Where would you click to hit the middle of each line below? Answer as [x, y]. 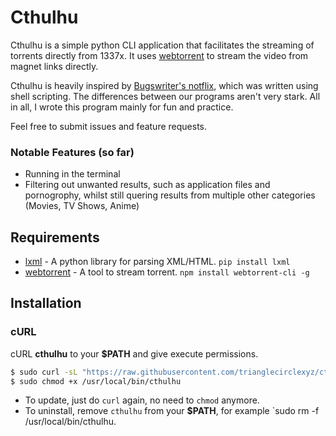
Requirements [55, 237]
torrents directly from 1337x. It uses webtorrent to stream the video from [159, 55]
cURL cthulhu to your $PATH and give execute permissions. [134, 353]
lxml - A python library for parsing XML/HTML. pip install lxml [157, 262]
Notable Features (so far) [72, 152]
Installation [46, 303]
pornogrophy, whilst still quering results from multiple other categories [170, 195]
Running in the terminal [72, 174]
